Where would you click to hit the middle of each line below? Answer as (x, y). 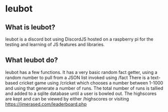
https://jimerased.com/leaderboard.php (46, 104)
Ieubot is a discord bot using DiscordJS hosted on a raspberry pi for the (79, 39)
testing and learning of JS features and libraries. (55, 44)
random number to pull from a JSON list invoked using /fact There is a (77, 77)
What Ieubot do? (32, 60)
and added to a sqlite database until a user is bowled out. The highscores (81, 93)
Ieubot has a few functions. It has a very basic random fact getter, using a (81, 72)
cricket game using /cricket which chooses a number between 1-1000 (91, 82)
